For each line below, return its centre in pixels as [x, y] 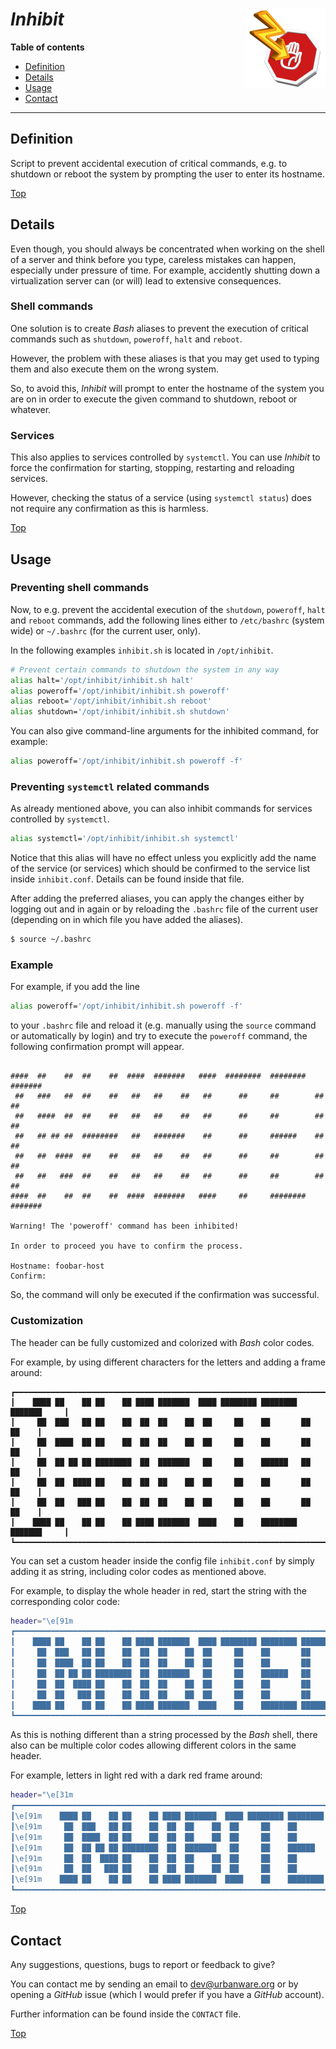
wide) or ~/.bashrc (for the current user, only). [105, 630]
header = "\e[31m [42, 1795]
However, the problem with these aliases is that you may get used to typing [165, 358]
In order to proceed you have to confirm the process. [127, 1246]
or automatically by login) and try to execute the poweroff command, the [159, 1036]
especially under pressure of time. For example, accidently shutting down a [165, 270]
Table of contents [47, 47]
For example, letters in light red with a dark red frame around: [136, 1775]
